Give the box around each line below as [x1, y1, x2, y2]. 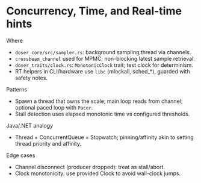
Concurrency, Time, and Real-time [6, 4, 182, 18]
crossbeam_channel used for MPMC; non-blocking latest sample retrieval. [14, 55, 196, 62]
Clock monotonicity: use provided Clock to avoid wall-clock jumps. [14, 170, 181, 177]
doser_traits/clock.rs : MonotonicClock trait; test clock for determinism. [14, 61, 194, 69]
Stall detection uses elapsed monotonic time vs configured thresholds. [14, 110, 190, 117]
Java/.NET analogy [6, 122, 54, 129]
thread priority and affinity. [14, 140, 82, 147]
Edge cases [6, 152, 36, 159]
